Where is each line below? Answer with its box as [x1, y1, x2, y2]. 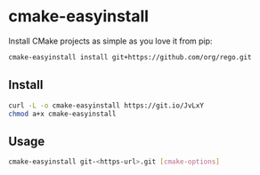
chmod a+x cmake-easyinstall [8, 109, 117, 118]
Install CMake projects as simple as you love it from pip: [8, 36, 213, 46]
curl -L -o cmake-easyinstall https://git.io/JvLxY [8, 100, 204, 110]
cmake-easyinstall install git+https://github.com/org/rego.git [8, 52, 252, 61]
